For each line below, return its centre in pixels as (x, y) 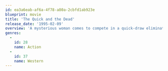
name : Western (29, 61)
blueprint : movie (23, 14)
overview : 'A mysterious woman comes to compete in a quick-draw (74, 28)
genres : (13, 33)
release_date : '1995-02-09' (34, 24)
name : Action (28, 47)
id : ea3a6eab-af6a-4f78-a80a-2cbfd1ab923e (50, 10)
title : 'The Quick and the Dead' (40, 19)
